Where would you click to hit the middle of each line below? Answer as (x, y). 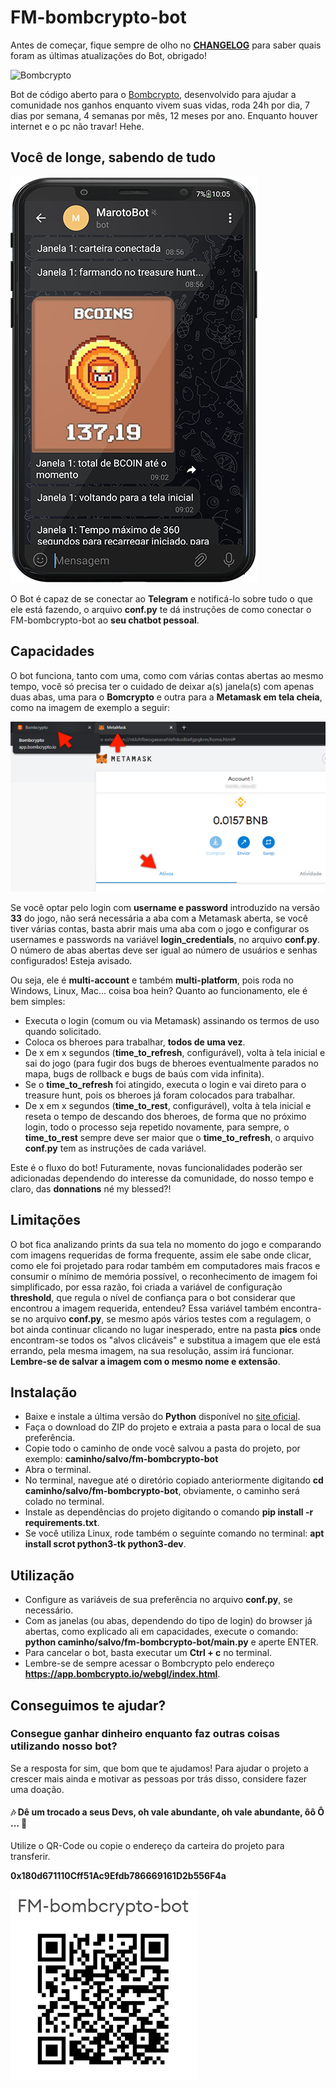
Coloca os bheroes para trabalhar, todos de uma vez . (135, 1042)
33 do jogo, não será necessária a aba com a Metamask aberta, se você (159, 918)
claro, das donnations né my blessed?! (91, 1188)
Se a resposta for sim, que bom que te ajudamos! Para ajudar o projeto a (159, 1768)
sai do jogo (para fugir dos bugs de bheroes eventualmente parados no (171, 1063)
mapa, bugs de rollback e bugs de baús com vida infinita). (144, 1073)
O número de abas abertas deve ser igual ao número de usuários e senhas (164, 950)
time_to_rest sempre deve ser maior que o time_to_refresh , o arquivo (169, 1137)
